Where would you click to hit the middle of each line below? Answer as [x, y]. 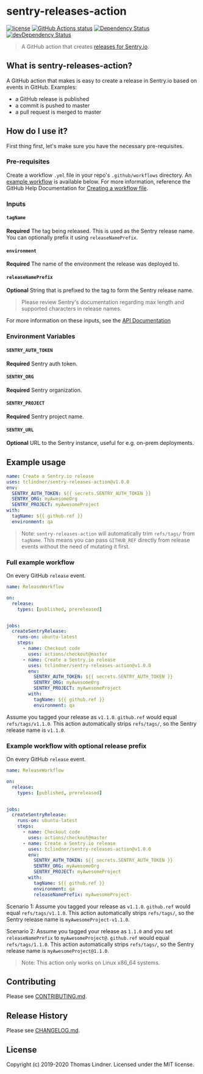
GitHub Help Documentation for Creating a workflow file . [77, 188]
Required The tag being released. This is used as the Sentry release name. [100, 231]
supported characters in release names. [71, 309]
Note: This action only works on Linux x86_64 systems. [91, 963]
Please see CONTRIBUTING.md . [47, 996]
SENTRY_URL [20, 430]
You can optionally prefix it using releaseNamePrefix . [72, 237]
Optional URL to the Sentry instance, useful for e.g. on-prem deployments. [100, 443]
